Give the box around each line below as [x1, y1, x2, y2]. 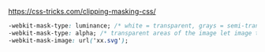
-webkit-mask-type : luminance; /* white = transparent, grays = [8, 22, 224, 30]
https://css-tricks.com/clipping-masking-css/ [8, 7, 156, 16]
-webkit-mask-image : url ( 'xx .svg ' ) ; [8, 36, 129, 44]
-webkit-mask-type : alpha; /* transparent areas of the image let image [8, 29, 252, 37]
